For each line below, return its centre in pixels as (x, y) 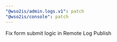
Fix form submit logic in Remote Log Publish (58, 33)
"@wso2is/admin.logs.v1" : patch (45, 11)
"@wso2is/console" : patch (37, 17)
